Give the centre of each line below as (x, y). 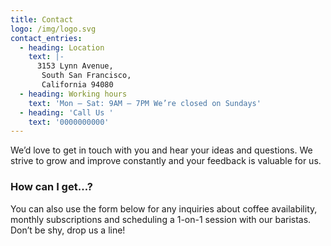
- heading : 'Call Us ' (66, 112)
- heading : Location (62, 47)
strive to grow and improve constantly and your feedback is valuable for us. (166, 161)
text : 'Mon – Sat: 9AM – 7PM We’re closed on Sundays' (145, 103)
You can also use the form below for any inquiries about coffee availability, (164, 208)
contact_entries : (46, 38)
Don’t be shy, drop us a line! (68, 230)
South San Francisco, (86, 76)
